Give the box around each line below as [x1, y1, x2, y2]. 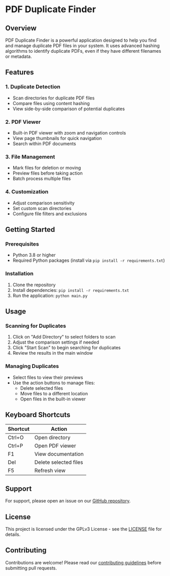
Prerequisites [5, 240, 39, 247]
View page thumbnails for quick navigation [12, 135, 103, 141]
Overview [5, 24, 37, 32]
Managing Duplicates [5, 363, 59, 370]
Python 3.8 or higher [12, 252, 56, 258]
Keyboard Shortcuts [5, 410, 71, 419]
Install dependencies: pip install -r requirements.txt [12, 287, 129, 293]
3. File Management [5, 153, 55, 160]
